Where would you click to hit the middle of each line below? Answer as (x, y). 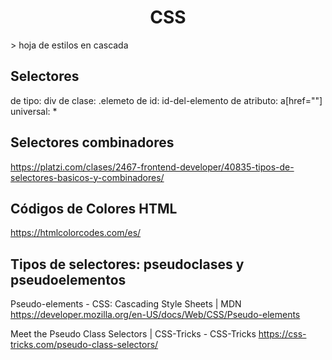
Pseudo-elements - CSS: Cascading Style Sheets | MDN (126, 304)
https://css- (282, 334)
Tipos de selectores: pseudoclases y (127, 264)
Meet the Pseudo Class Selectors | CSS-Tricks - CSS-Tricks (133, 334)
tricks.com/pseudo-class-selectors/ (84, 345)
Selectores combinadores (92, 142)
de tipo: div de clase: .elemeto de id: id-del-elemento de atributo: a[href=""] (166, 100)
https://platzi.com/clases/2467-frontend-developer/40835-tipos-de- (152, 167)
